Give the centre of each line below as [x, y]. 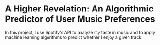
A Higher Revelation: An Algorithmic [80, 9]
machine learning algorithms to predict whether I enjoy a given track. [74, 37]
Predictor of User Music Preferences [80, 19]
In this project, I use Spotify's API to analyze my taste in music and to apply [80, 32]
